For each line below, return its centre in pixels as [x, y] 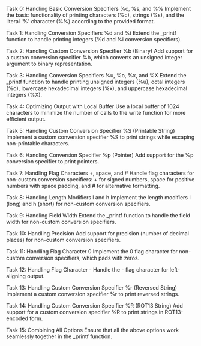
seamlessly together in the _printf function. [59, 336]
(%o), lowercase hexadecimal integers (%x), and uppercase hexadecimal [97, 88]
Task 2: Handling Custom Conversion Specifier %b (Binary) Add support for [100, 51]
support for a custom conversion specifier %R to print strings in [85, 312]
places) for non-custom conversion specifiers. [64, 240]
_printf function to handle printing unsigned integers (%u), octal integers [96, 82]
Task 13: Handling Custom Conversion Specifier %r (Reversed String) [92, 287]
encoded [17, 318]
